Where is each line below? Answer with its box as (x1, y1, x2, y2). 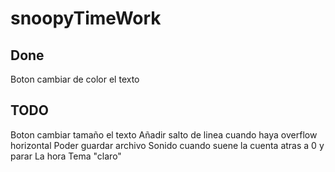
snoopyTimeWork (10, 7, 162, 30)
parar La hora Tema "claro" (10, 150, 122, 162)
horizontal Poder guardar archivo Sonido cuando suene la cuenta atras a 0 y (10, 139, 325, 151)
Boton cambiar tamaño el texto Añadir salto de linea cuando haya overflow (10, 128, 318, 141)
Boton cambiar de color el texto (10, 73, 140, 85)
